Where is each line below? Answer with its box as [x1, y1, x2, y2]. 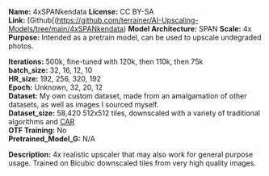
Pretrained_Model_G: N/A [8, 134, 95, 144]
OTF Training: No [8, 125, 67, 135]
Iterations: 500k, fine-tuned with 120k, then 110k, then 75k [8, 57, 204, 66]
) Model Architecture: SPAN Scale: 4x [123, 24, 252, 33]
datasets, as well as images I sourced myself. [8, 100, 159, 109]
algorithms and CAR [8, 117, 75, 126]
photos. [8, 41, 34, 51]
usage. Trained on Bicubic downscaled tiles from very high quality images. [8, 158, 257, 168]
